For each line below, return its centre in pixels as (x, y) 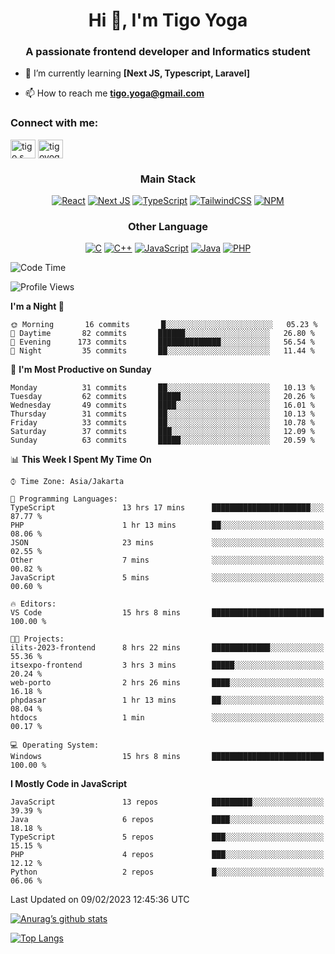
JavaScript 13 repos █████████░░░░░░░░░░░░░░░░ (167, 802)
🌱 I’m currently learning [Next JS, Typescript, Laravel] (137, 73)
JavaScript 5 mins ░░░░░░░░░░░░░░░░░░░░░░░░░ (167, 578)
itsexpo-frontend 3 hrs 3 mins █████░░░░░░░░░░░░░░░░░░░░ (167, 665)
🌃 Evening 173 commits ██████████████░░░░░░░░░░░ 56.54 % (162, 342)
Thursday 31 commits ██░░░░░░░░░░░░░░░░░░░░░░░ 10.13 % (162, 414)
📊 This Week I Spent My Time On (81, 460)
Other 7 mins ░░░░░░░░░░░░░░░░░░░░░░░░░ (167, 560)
